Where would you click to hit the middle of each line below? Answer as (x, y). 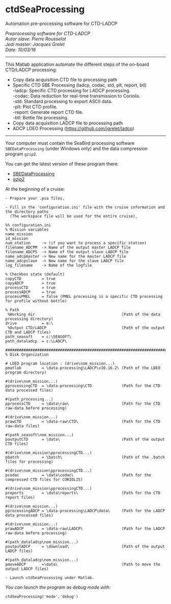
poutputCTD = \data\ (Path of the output (85, 439)
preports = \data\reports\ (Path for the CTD (83, 493)
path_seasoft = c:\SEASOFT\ (38, 337)
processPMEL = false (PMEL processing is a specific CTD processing (84, 296)
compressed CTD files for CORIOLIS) (44, 480)
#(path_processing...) (29, 399)
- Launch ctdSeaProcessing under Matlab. (50, 577)
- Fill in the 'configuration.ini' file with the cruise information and (85, 207)
